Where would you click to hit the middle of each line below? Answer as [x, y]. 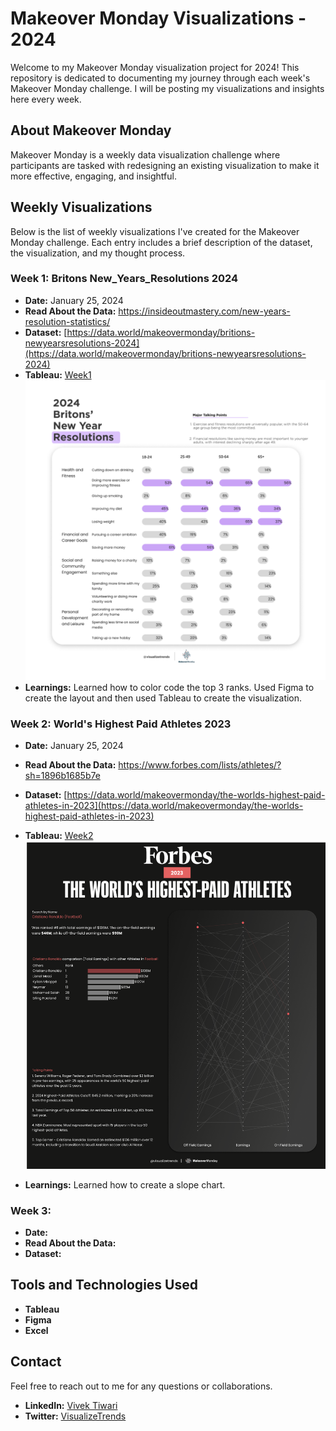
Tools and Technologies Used [104, 1285]
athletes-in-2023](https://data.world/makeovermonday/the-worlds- [164, 806]
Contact [36, 1362]
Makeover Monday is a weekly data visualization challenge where [145, 154]
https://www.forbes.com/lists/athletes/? [200, 765]
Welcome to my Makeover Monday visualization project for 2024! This [155, 67]
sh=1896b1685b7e [62, 776]
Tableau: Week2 [59, 836]
